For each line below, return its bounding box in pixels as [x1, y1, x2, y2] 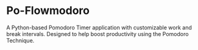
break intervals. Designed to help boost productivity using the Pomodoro [6, 30, 189, 37]
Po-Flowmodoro [6, 4, 90, 18]
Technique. [6, 37, 35, 44]
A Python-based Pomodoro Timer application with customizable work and [6, 24, 192, 31]
